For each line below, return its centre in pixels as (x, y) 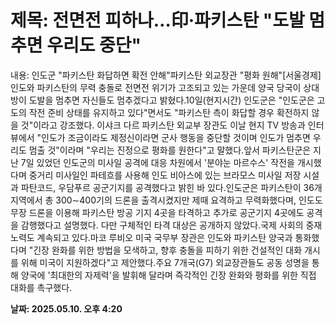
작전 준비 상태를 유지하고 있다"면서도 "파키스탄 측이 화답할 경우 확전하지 (169, 112)
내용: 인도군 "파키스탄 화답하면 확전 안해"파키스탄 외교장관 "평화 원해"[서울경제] (166, 75)
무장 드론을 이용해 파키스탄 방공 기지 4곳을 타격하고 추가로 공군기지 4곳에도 (157, 212)
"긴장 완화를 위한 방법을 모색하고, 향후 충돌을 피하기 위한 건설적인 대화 (165, 250)
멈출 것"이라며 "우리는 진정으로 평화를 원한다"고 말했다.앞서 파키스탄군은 (170, 150)
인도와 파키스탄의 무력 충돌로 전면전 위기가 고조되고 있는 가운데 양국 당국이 (156, 87)
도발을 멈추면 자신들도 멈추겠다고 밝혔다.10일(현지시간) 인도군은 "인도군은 (171, 100)
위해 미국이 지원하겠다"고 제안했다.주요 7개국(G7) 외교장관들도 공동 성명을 (165, 262)
